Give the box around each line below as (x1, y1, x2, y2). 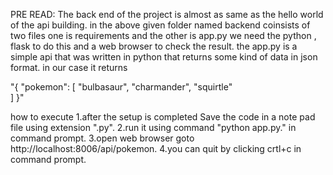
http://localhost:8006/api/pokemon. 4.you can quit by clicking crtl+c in (10, 143, 302, 154)
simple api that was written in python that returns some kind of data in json (10, 51, 318, 63)
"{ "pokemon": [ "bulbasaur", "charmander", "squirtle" (10, 81, 233, 93)
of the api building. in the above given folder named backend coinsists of (10, 19, 311, 31)
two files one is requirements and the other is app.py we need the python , (10, 30, 317, 41)
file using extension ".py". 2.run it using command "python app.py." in (10, 122, 297, 133)
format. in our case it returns (10, 62, 128, 73)
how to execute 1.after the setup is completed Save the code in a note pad (10, 111, 316, 123)
